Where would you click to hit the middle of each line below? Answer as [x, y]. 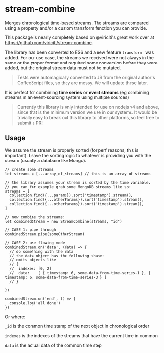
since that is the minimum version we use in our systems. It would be [87, 112]
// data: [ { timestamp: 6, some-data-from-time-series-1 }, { [80, 273]
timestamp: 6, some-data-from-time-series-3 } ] [56, 277]
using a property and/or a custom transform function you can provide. [76, 28]
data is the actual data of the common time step [53, 345]
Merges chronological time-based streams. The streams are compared [77, 23]
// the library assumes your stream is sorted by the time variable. [78, 182]
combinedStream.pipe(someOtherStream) [45, 234]
